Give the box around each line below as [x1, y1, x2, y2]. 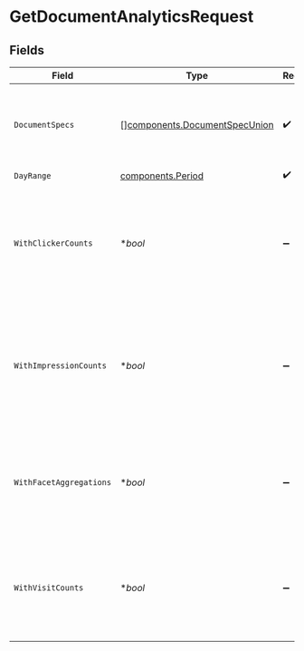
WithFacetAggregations [14, 478, 111, 487]
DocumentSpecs [14, 120, 75, 130]
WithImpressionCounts [14, 361, 107, 371]
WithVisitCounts [14, 583, 84, 593]
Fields [9, 43, 45, 58]
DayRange [14, 170, 52, 180]
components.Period [119, 170, 204, 182]
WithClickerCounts [14, 238, 93, 248]
